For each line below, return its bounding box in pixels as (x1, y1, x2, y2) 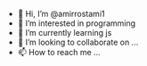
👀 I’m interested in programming (17, 18, 136, 29)
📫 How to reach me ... (17, 47, 101, 57)
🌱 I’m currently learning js (17, 28, 112, 37)
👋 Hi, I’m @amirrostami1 (17, 9, 105, 19)
